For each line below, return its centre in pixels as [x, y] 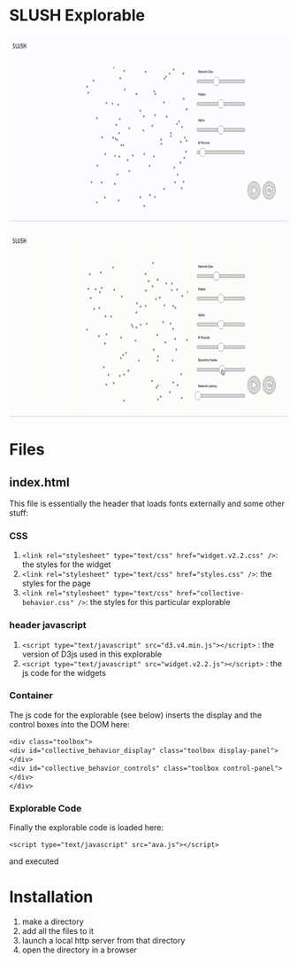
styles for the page [56, 583]
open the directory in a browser [79, 950]
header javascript [48, 626]
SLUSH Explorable [77, 16]
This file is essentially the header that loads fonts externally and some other [147, 503]
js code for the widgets [64, 672]
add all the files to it [58, 931]
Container [31, 696]
